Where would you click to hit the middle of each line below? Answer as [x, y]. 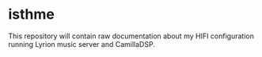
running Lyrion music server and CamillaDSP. [82, 44]
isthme [32, 14]
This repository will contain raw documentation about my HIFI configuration [131, 36]
